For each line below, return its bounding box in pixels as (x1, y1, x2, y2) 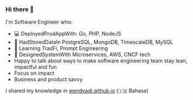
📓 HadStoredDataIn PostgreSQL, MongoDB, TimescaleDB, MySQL (13, 39, 174, 46)
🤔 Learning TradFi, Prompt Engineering (13, 45, 109, 52)
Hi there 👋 (5, 5, 35, 13)
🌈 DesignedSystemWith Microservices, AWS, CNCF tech (13, 51, 151, 58)
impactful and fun (13, 64, 57, 71)
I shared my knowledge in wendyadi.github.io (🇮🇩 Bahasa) (5, 87, 149, 94)
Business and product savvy (13, 76, 83, 83)
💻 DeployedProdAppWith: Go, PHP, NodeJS (13, 30, 121, 37)
